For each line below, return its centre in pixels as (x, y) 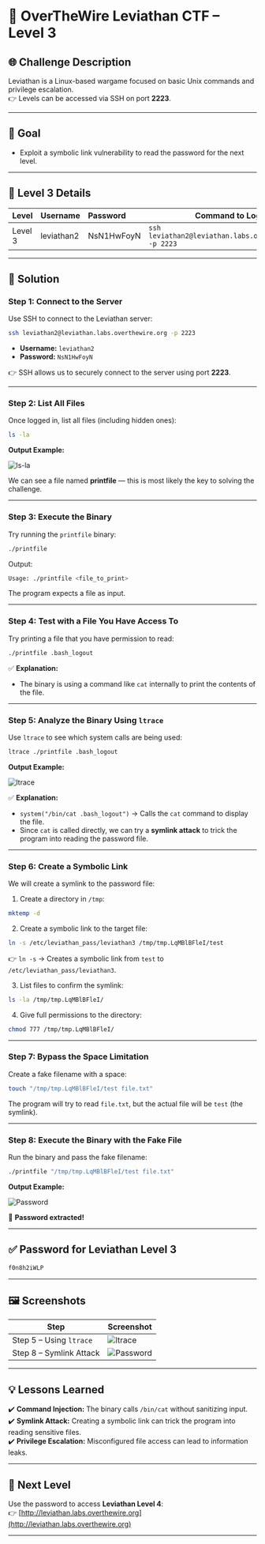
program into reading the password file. (84, 838)
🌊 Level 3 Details (50, 193)
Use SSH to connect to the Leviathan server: (80, 318)
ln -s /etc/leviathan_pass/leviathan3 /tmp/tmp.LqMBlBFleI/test (116, 943)
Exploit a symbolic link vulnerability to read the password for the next (132, 153)
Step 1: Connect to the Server (65, 301)
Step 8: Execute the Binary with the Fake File (95, 1139)
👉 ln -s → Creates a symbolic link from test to (86, 958)
